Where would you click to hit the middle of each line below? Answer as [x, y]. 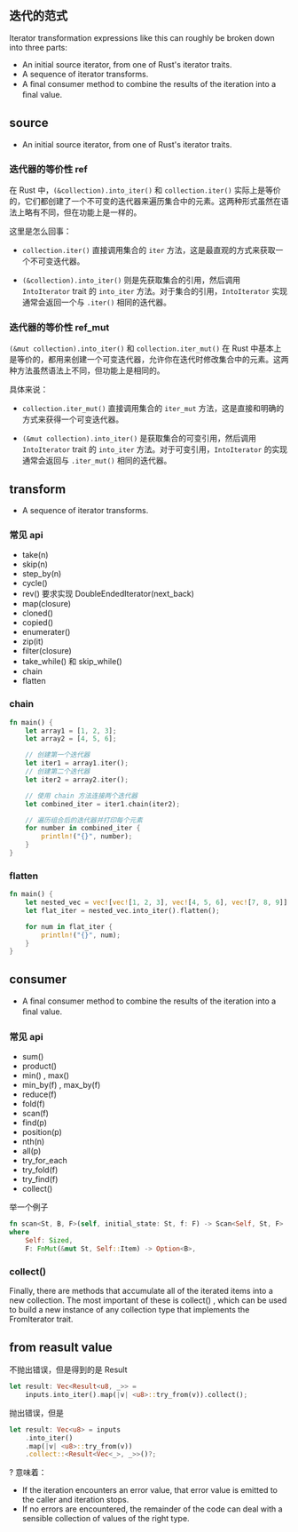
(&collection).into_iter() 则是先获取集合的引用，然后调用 [131, 280]
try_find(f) [40, 1179]
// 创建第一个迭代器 [58, 755]
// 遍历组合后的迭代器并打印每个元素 [84, 820]
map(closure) [47, 604]
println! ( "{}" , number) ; [87, 837]
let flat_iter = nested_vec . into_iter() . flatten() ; [122, 910]
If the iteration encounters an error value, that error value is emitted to [149, 1490]
